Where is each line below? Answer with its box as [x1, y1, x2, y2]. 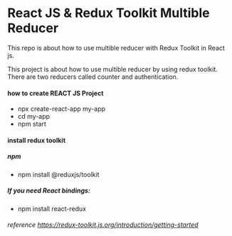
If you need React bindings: [7, 186, 90, 195]
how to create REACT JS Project [7, 89, 104, 97]
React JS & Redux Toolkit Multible [7, 5, 210, 21]
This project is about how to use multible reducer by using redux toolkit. [7, 65, 218, 73]
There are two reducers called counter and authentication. [7, 73, 179, 81]
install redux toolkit [7, 136, 66, 144]
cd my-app [17, 112, 51, 121]
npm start [17, 119, 46, 129]
